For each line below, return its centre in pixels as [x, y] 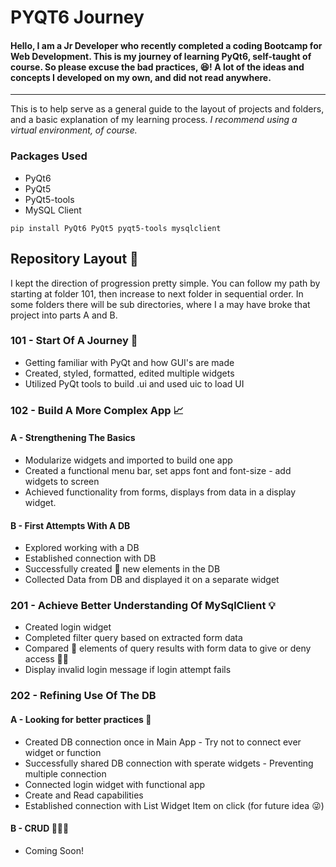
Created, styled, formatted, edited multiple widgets [129, 373]
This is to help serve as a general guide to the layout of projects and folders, [167, 109]
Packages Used [49, 156]
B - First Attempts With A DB [70, 525]
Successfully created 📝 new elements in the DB [122, 569]
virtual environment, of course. [74, 130]
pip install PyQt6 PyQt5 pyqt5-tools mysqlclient [116, 228]
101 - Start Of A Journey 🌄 [74, 341]
